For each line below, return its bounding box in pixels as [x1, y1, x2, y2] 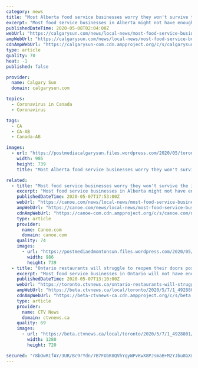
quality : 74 [16, 237, 46, 244]
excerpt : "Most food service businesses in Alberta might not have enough [6, 19, 194, 25]
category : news [6, 8, 44, 15]
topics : [6, 96, 25, 102]
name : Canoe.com [21, 227, 62, 233]
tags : [6, 118, 19, 123]
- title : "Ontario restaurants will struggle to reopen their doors [11, 265, 183, 271]
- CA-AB [11, 128, 31, 135]
